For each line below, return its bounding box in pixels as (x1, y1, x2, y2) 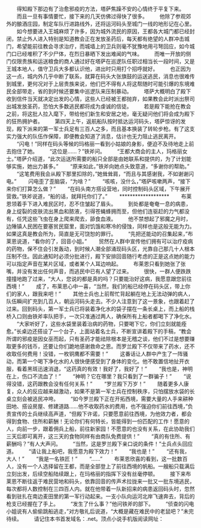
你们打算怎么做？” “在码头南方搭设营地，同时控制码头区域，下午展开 (11, 185, 191, 192)
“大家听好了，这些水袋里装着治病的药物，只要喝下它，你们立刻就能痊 (16, 320, 187, 327)
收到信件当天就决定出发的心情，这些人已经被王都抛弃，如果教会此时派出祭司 (6, 95, 195, 102)
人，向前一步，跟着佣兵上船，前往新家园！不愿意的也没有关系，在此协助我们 (6, 425, 195, 432)
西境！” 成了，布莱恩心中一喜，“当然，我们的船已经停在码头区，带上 (6, 283, 185, 290)
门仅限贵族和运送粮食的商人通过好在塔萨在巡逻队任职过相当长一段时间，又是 (6, 58, 195, 65)
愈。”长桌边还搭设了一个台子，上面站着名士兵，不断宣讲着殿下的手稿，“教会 (6, 328, 192, 335)
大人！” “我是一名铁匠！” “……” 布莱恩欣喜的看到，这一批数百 (6, 455, 188, 462)
